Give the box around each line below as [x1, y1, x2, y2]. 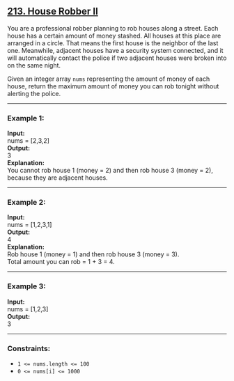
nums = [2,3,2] [7, 137, 50, 145]
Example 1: [7, 113, 45, 123]
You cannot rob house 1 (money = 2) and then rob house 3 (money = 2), [7, 166, 214, 175]
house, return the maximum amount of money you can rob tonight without [7, 81, 219, 90]
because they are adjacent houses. [7, 173, 108, 182]
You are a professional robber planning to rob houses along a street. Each [7, 24, 219, 32]
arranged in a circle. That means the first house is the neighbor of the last [7, 38, 219, 47]
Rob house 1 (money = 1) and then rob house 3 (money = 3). [7, 250, 180, 258]
